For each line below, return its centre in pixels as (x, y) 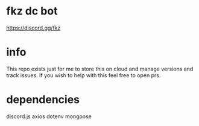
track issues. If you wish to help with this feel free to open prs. (84, 75)
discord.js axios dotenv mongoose (49, 116)
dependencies (43, 100)
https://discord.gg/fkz (33, 28)
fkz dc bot (32, 11)
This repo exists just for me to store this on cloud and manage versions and (100, 69)
